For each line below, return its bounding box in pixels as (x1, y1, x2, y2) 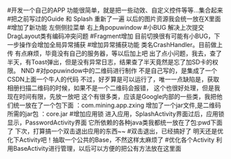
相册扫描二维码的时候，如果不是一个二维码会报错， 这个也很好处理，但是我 (7, 84, 221, 92)
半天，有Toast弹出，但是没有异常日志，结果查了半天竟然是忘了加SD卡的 (7, 58, 212, 66)
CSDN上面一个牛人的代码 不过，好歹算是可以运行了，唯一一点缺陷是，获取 (7, 75, 219, 83)
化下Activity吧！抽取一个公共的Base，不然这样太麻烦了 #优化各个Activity (7, 135, 215, 144)
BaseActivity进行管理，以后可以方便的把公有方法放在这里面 (12, 144, 181, 152)
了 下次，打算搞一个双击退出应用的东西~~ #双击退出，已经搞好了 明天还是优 (7, 127, 224, 135)
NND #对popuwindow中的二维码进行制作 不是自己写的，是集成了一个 (20, 66, 217, 75)
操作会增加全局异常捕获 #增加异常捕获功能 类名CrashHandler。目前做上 (19, 41, 223, 48)
